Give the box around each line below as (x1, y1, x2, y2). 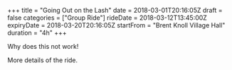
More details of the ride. (7, 56, 78, 64)
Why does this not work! (7, 42, 79, 50)
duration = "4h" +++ (7, 28, 67, 37)
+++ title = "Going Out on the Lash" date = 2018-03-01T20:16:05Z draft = (7, 6, 223, 14)
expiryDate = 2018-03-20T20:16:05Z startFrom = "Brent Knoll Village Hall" (7, 21, 226, 29)
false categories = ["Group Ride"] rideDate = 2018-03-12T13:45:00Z (7, 13, 208, 22)
